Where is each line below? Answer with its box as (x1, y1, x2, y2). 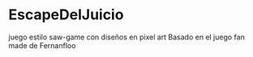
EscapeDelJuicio (8, 6, 124, 24)
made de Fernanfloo (8, 40, 76, 50)
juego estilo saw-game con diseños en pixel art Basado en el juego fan (8, 32, 245, 42)
